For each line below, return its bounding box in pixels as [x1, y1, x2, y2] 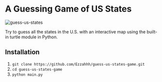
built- [146, 29, 158, 34]
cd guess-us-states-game [12, 67, 63, 72]
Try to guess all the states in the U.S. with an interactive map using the [5, 29, 146, 34]
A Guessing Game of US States [5, 3, 132, 15]
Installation [5, 48, 40, 56]
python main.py [12, 72, 43, 77]
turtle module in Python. [9, 34, 58, 40]
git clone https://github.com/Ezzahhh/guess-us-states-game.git [12, 62, 145, 66]
